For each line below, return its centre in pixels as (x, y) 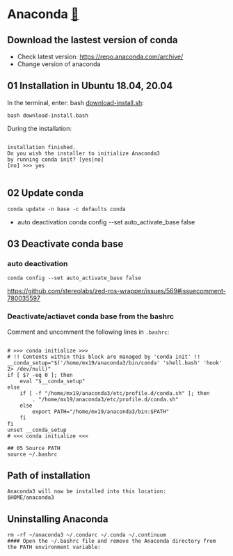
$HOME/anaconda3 (31, 497)
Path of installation (49, 476)
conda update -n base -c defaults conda (67, 209)
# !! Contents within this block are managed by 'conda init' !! (104, 357)
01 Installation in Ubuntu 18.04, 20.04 (90, 86)
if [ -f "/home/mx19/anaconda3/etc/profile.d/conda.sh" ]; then (115, 393)
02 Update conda (46, 193)
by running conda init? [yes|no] (56, 160)
